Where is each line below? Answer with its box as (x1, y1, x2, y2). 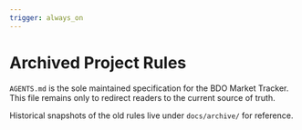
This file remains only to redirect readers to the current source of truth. (9, 92, 276, 103)
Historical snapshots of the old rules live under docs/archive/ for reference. (9, 110, 294, 121)
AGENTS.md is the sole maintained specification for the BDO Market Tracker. (9, 83, 289, 94)
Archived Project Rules (9, 52, 187, 73)
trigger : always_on (9, 13, 84, 23)
